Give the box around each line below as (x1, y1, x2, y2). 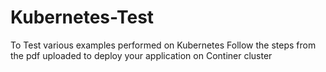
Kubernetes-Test (10, 6, 155, 29)
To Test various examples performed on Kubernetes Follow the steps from (10, 39, 317, 51)
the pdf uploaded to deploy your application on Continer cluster (10, 49, 273, 61)
